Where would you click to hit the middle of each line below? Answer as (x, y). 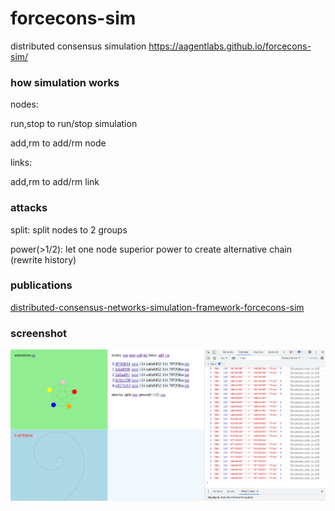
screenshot (39, 333)
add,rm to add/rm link (55, 182)
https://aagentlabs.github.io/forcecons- (230, 46)
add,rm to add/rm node (58, 143)
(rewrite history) (43, 259)
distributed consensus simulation (78, 46)
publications (41, 285)
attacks (29, 208)
